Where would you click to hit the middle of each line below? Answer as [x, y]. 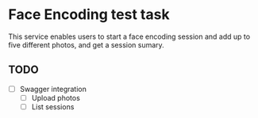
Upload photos [56, 97]
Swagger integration [53, 89]
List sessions [53, 107]
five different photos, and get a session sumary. [86, 44]
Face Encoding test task [89, 15]
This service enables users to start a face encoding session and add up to [129, 36]
